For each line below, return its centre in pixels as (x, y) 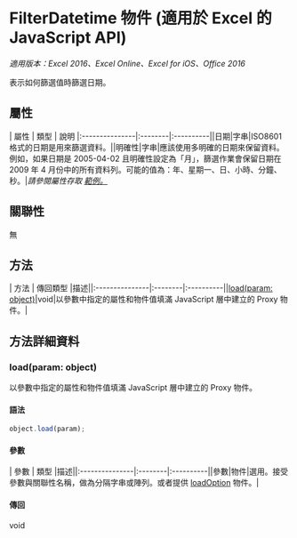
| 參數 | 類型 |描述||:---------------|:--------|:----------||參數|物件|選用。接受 (149, 471)
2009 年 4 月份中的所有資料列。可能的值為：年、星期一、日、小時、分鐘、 (145, 169)
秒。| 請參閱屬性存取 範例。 (59, 181)
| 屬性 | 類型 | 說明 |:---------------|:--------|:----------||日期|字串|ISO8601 (146, 136)
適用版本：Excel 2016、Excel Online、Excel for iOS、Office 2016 (128, 63)
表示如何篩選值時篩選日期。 (60, 82)
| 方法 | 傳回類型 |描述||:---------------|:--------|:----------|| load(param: (141, 288)
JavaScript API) (68, 38)
